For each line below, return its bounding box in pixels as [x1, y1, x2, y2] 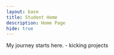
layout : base [6, 8, 39, 15]
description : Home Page [6, 20, 66, 26]
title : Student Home [6, 14, 58, 20]
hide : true [6, 25, 34, 32]
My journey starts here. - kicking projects [6, 42, 109, 49]
